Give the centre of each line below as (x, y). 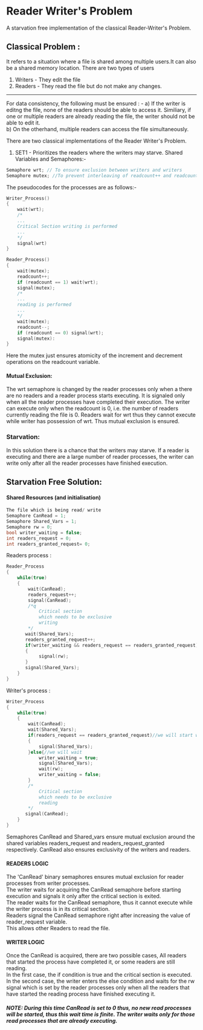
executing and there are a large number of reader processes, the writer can (100, 456)
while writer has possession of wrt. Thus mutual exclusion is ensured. (93, 421)
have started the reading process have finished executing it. (81, 994)
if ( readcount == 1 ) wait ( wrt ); (58, 282)
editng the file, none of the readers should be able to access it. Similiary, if (99, 109)
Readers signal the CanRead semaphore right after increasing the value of (98, 915)
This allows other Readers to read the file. (58, 928)
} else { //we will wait (55, 752)
